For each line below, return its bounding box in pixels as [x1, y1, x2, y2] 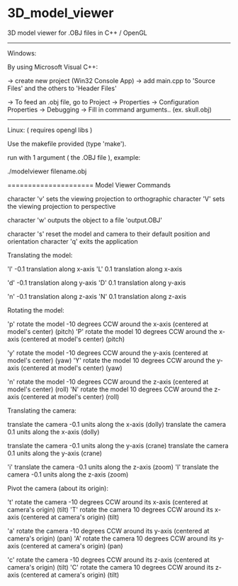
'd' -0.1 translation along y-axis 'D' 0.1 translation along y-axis [7, 278, 186, 287]
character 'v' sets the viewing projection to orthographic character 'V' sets [7, 194, 225, 203]
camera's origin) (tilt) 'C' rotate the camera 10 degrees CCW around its [7, 563, 214, 571]
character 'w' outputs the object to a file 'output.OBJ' [7, 215, 163, 224]
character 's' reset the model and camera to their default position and [7, 229, 210, 238]
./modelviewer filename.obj [7, 167, 87, 175]
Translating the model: [7, 251, 73, 259]
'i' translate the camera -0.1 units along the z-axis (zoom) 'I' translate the [7, 462, 220, 471]
